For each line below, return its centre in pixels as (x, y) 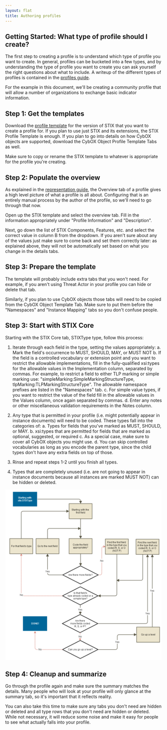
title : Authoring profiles (33, 16)
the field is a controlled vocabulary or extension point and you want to (84, 358)
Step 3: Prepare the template (50, 267)
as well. (13, 147)
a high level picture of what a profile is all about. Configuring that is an (77, 195)
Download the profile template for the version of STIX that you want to (77, 126)
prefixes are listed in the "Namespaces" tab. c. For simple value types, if (86, 390)
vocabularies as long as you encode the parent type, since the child (82, 447)
